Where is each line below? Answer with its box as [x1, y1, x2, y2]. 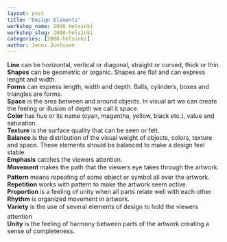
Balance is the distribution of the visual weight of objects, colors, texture [7, 134, 213, 141]
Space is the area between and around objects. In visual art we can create [7, 97, 217, 105]
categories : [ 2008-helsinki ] [7, 36, 91, 43]
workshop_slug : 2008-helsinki [7, 29, 94, 36]
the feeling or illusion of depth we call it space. [7, 104, 139, 112]
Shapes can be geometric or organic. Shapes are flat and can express [7, 68, 206, 76]
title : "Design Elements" [7, 16, 81, 23]
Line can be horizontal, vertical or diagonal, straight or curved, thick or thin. [7, 61, 221, 69]
